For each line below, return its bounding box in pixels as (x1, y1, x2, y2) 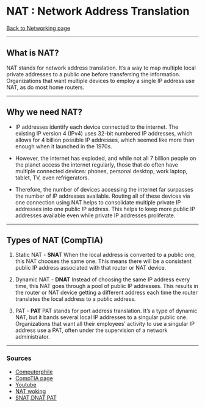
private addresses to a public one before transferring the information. (6, 70, 181, 77)
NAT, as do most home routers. (6, 84, 85, 91)
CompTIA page (15, 374, 53, 382)
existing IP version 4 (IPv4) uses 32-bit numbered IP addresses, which (15, 129, 193, 137)
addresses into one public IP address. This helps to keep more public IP (15, 205, 195, 212)
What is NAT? (6, 48, 59, 59)
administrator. (15, 333, 50, 340)
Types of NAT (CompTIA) (6, 235, 104, 245)
